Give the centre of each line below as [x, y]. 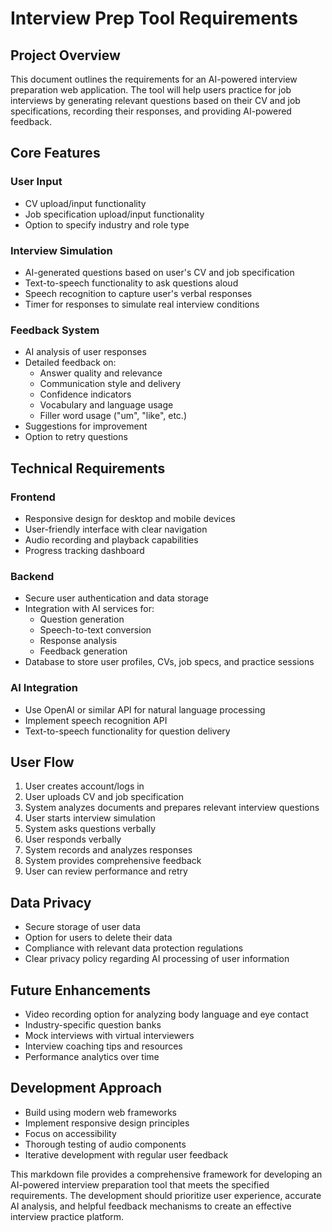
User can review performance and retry [106, 871]
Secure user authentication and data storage [116, 598]
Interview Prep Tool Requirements [154, 18]
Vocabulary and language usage [106, 405]
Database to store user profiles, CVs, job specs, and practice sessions [169, 662]
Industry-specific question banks [93, 1025]
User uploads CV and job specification [104, 797]
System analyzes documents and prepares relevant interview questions [172, 808]
